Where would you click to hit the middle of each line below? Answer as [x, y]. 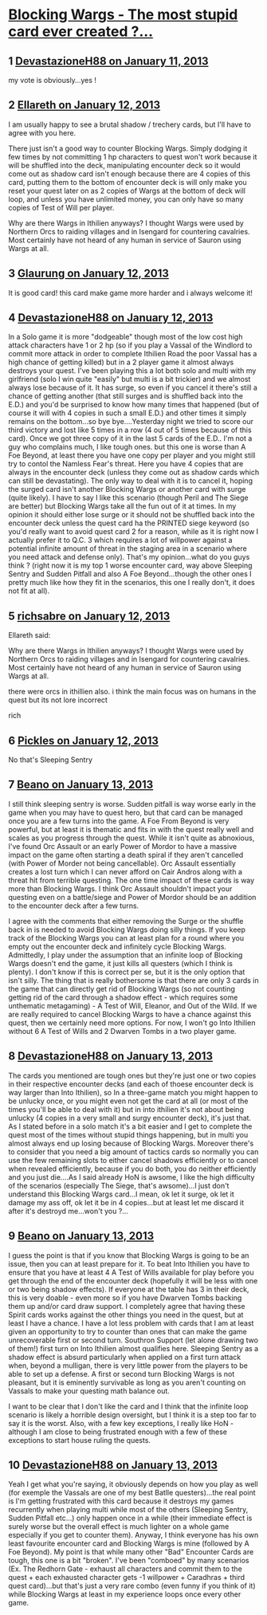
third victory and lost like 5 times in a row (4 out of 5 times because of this [130, 430]
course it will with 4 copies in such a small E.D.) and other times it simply [128, 413]
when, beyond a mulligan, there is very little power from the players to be [128, 1365]
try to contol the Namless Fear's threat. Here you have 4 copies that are [126, 464]
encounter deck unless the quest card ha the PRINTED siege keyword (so [129, 523]
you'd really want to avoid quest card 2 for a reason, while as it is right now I [133, 532]
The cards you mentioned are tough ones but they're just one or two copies [132, 1075]
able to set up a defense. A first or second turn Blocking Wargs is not [122, 1373]
